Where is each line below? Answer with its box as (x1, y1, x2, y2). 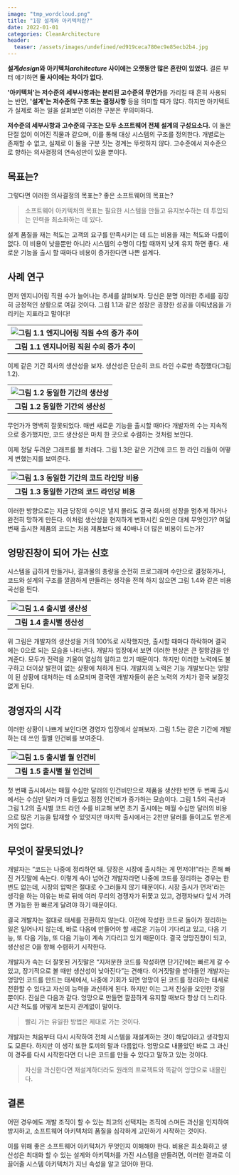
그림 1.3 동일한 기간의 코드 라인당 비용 (14, 487, 136, 497)
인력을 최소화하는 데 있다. (32, 215, 103, 223)
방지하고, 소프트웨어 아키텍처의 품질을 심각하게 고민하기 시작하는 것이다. (7, 1126, 207, 1135)
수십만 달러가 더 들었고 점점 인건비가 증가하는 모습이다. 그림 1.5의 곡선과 (26, 795, 226, 803)
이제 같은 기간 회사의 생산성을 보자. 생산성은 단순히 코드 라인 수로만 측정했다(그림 (7, 361, 232, 370)
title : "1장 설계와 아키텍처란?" (7, 17, 93, 24)
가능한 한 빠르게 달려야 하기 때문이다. (14, 900, 117, 910)
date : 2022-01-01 (7, 24, 59, 31)
